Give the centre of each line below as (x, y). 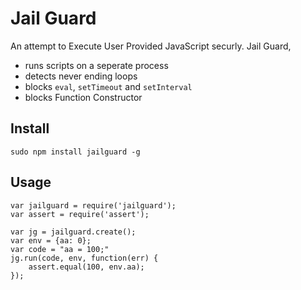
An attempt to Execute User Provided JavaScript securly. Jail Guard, (151, 46)
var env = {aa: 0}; (51, 240)
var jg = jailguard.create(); (73, 232)
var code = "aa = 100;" (60, 249)
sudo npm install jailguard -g (75, 152)
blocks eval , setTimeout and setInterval (108, 86)
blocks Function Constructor (83, 97)
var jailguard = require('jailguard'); (93, 205)
